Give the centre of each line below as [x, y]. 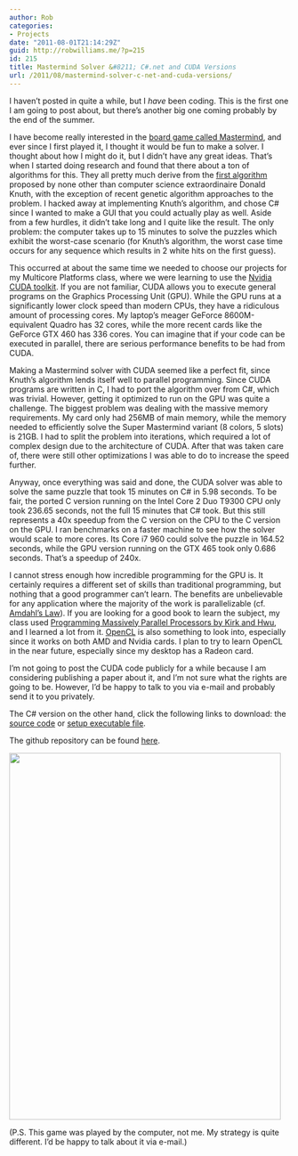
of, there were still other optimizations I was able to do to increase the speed [149, 455]
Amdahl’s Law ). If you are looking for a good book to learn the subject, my [145, 613]
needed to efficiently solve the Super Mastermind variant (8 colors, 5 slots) [147, 427]
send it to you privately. [52, 696]
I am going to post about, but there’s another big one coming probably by [143, 110]
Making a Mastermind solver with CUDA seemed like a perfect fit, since [140, 370]
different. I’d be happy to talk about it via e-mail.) [98, 1142]
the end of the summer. [52, 119]
